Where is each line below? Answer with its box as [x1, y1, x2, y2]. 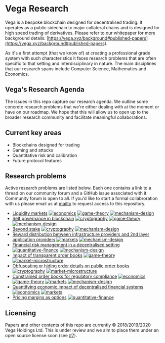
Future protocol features [12, 157, 62, 163]
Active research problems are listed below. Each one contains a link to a [5, 185, 152, 191]
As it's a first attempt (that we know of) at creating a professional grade [5, 50, 151, 56]
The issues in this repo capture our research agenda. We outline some [5, 98, 148, 104]
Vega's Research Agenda [5, 85, 85, 94]
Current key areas [5, 129, 62, 137]
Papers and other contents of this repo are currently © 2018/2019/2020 [5, 322, 151, 328]
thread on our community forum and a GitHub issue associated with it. [5, 190, 148, 196]
